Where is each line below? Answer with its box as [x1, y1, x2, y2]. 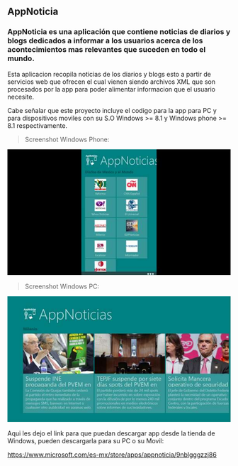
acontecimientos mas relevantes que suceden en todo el [7, 45, 206, 55]
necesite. [7, 92, 35, 101]
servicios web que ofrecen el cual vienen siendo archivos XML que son [7, 77, 216, 86]
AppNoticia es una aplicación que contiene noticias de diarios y [7, 27, 231, 37]
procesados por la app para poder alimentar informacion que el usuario [7, 85, 216, 93]
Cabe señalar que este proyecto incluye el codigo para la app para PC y [7, 106, 217, 114]
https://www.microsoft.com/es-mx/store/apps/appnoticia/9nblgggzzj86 [7, 450, 217, 459]
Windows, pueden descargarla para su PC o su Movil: [7, 437, 164, 445]
